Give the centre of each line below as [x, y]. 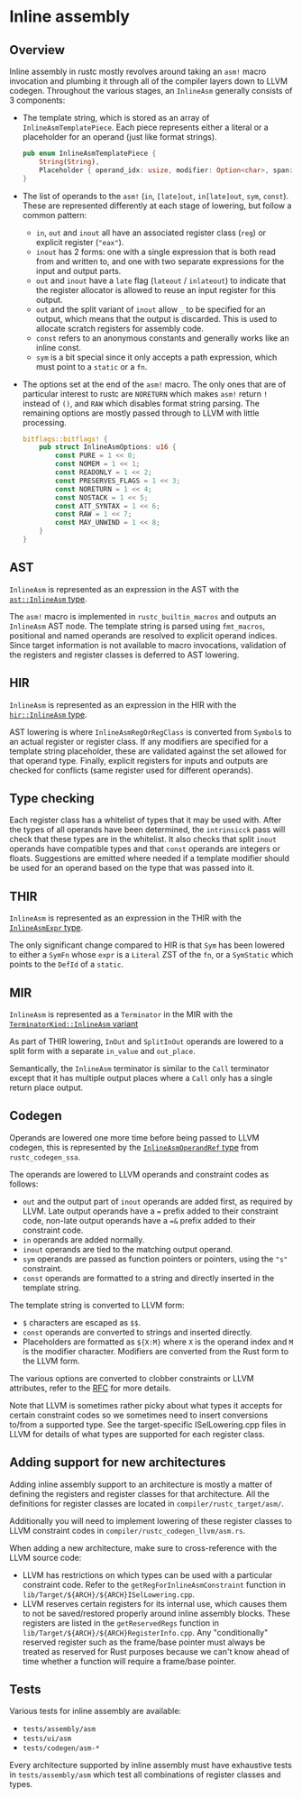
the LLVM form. [51, 1361]
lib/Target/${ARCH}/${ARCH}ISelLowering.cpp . [109, 1594]
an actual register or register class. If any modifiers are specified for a [139, 741]
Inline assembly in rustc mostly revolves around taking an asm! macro [138, 71]
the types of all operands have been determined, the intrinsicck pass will [147, 830]
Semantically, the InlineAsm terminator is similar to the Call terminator [139, 1068]
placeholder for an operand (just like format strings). [120, 137]
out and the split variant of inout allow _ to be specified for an [151, 309]
